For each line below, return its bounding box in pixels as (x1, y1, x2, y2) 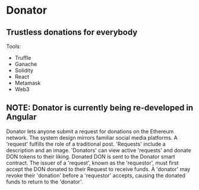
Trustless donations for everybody (6, 27, 138, 37)
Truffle (14, 54, 31, 61)
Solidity (14, 67, 34, 74)
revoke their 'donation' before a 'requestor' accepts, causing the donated (6, 172, 186, 179)
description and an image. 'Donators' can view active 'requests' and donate (6, 146, 191, 154)
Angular (6, 112, 37, 122)
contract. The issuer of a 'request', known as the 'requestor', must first (6, 159, 179, 166)
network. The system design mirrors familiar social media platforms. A (6, 134, 178, 141)
